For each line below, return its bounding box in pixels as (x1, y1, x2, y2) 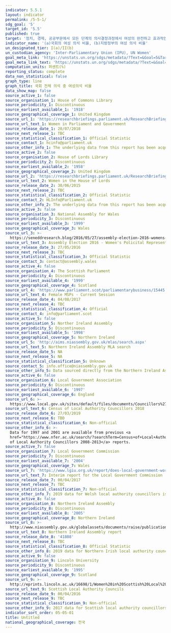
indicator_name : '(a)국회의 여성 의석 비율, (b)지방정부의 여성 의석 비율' (5, 41, 148, 46)
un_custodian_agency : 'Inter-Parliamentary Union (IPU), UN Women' (5, 50, 152, 55)
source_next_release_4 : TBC (5, 302, 65, 307)
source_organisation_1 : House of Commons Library (5, 98, 113, 103)
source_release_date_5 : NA (5, 349, 63, 354)
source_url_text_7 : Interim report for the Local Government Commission (5, 473, 163, 478)
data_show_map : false (5, 88, 51, 93)
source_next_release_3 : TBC (5, 250, 65, 255)
